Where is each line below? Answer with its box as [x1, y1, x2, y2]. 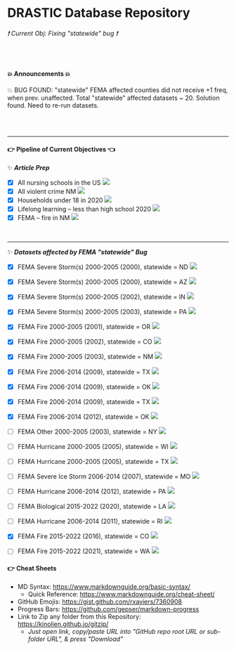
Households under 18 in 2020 [17, 195, 103, 204]
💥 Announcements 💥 [7, 69, 71, 78]
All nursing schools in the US [17, 178, 101, 187]
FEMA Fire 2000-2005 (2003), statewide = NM [17, 353, 154, 361]
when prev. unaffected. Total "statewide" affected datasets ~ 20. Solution [7, 93, 220, 102]
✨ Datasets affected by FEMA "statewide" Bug [7, 248, 147, 256]
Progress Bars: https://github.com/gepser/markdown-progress [17, 604, 199, 613]
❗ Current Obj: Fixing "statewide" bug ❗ [7, 29, 118, 37]
